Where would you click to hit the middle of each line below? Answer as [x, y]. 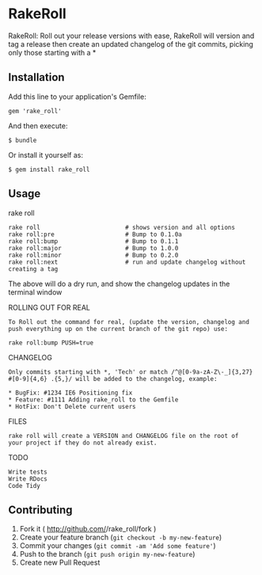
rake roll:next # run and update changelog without [127, 262]
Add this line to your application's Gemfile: [77, 97]
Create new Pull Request [60, 562]
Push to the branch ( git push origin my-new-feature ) [107, 554]
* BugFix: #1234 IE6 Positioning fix [70, 393]
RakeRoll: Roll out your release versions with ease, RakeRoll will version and [131, 36]
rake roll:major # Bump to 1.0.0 [93, 248]
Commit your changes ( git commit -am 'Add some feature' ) [118, 546]
